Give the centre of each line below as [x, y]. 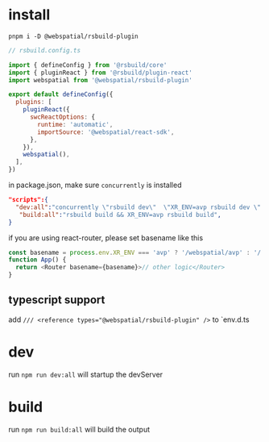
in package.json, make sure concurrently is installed [95, 185]
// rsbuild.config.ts [45, 50]
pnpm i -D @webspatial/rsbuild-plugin [73, 36]
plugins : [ [34, 102]
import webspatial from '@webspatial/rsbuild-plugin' [101, 80]
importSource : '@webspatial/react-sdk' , [106, 132]
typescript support [57, 300]
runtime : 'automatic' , [75, 124]
